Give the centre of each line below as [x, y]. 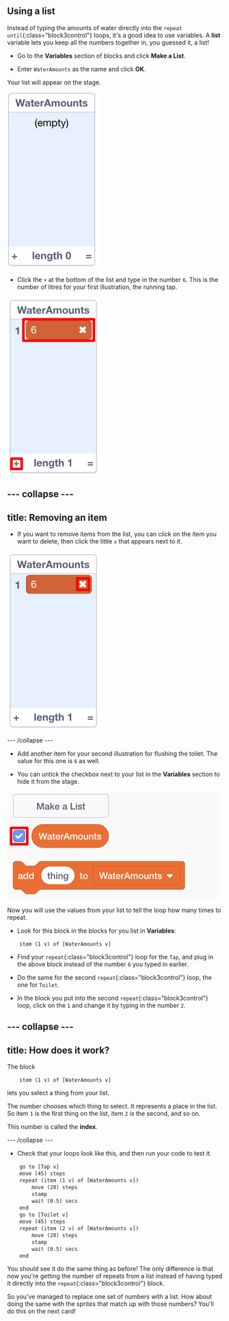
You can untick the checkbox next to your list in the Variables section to [118, 774]
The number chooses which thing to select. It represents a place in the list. [112, 1106]
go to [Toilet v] [44, 1215]
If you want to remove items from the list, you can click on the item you [117, 534]
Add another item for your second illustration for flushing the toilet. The [117, 753]
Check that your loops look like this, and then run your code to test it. [114, 1154]
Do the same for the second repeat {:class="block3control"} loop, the [114, 978]
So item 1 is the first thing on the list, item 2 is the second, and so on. [104, 1114]
